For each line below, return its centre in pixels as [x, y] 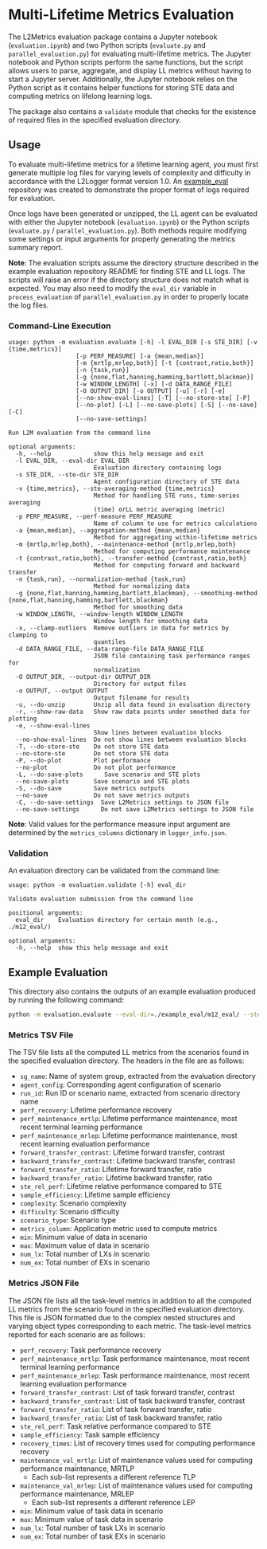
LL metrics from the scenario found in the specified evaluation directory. [126, 1309]
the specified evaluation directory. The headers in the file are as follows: [126, 1061]
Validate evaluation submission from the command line [101, 899]
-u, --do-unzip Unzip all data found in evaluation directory [133, 705]
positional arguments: [46, 913]
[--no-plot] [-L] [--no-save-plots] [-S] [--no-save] [167, 405]
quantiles [110, 642]
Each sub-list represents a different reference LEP [114, 1502]
